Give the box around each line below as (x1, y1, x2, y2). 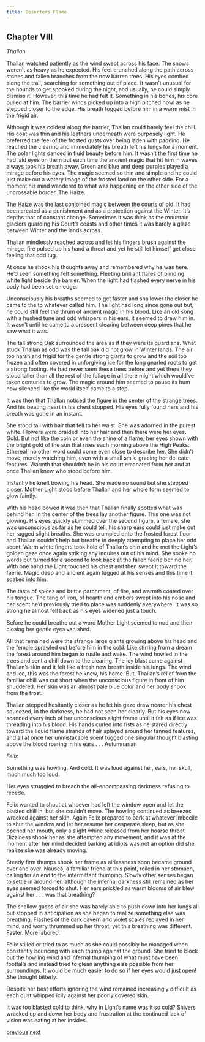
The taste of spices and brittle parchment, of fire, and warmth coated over (6, 588, 194, 595)
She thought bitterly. (6, 973, 58, 981)
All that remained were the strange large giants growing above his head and (6, 637, 197, 645)
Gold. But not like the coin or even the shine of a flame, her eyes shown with (6, 435, 198, 442)
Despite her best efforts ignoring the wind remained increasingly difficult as (6, 985, 197, 993)
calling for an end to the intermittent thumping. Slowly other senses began (6, 872, 193, 879)
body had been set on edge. (6, 283, 78, 291)
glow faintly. (6, 492, 37, 500)
